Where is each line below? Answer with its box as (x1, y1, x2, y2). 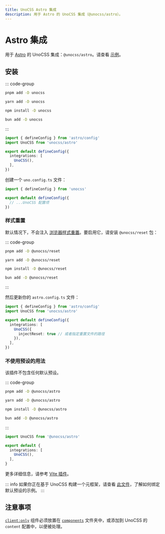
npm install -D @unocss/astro (5, 407, 67, 412)
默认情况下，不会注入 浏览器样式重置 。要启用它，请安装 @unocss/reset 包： (5, 229, 158, 235)
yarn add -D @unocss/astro (5, 398, 60, 403)
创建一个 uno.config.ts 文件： (5, 177, 66, 183)
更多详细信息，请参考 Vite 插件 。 (5, 471, 72, 477)
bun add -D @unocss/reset (5, 275, 58, 281)
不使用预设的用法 (5, 357, 46, 364)
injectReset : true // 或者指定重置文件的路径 (18, 331, 105, 336)
